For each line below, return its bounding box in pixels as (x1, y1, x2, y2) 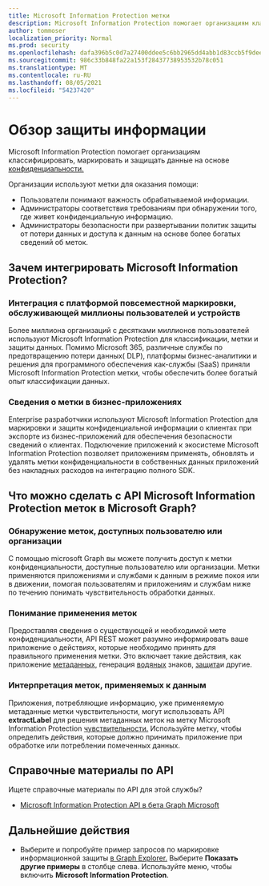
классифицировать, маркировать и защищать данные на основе (8, 155, 230, 165)
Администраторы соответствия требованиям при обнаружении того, (19, 203, 258, 213)
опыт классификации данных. (8, 377, 110, 386)
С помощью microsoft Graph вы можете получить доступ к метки (8, 553, 232, 563)
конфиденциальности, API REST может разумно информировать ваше (8, 634, 250, 644)
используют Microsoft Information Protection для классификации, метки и (8, 334, 259, 343)
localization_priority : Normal (8, 34, 113, 42)
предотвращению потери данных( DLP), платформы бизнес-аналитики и (8, 351, 258, 360)
